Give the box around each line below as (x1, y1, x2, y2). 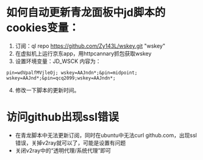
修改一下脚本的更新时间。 (15, 86, 80, 93)
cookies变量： (6, 21, 80, 35)
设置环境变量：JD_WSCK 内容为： (15, 57, 102, 65)
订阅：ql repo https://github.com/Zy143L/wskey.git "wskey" (15, 42, 166, 49)
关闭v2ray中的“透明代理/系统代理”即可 (15, 147, 112, 154)
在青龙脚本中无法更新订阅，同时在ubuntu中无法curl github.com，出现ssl (15, 131, 197, 139)
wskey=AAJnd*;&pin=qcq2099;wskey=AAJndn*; (6, 75, 116, 81)
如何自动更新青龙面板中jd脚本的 (6, 5, 166, 20)
